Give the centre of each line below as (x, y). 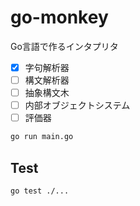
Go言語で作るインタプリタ (64, 46)
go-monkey (59, 17)
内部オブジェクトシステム (77, 105)
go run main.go (42, 137)
